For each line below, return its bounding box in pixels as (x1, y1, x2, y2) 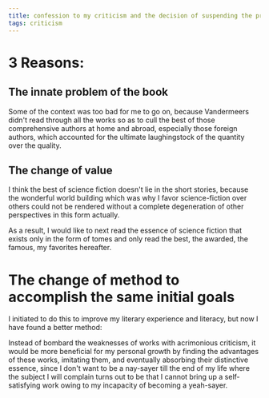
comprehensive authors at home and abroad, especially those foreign (8, 123, 238, 133)
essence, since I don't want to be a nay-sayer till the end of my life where (8, 364, 251, 373)
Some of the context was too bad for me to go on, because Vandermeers (8, 106, 250, 116)
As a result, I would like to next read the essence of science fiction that (8, 225, 243, 236)
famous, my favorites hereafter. (8, 243, 112, 253)
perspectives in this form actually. (8, 210, 120, 220)
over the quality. (8, 141, 62, 150)
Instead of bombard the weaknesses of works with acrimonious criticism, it (8, 338, 256, 348)
